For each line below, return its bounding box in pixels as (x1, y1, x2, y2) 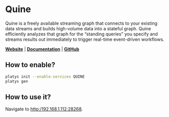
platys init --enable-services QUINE (5, 74, 85, 79)
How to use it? (5, 92, 51, 101)
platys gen (5, 79, 28, 84)
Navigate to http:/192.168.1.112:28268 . (5, 106, 83, 112)
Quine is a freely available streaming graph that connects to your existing (5, 20, 158, 26)
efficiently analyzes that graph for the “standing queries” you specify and (5, 31, 158, 37)
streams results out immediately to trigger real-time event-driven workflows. (5, 36, 164, 42)
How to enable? (5, 61, 56, 69)
